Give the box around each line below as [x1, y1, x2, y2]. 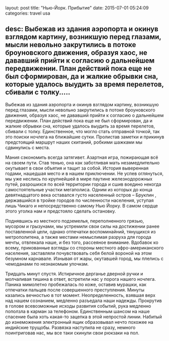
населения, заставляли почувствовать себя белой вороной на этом [5, 250, 152, 256]
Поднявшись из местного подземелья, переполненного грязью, [5, 218, 144, 224]
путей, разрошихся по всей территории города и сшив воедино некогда [5, 181, 161, 187]
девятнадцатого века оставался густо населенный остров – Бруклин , [5, 192, 156, 198]
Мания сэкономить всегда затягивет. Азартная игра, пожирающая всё [5, 154, 158, 160]
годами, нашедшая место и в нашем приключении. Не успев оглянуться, [5, 170, 164, 177]
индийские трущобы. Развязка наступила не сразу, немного [5, 324, 136, 330]
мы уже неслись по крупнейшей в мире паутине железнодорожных [5, 176, 153, 182]
